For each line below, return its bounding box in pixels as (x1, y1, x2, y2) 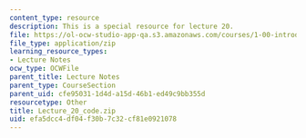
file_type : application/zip (9, 38, 117, 48)
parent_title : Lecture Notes (9, 73, 120, 82)
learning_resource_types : (9, 47, 107, 56)
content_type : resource (9, 13, 100, 23)
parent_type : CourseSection (9, 81, 117, 90)
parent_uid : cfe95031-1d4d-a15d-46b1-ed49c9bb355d (9, 89, 206, 98)
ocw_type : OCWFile (9, 64, 79, 74)
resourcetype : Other (9, 97, 88, 107)
